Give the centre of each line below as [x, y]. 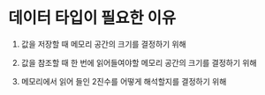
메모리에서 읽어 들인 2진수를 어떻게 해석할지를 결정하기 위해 [124, 81]
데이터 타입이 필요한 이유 [92, 18]
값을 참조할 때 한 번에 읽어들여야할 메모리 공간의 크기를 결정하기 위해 [139, 62]
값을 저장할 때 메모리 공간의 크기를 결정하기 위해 [103, 44]
